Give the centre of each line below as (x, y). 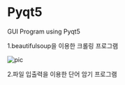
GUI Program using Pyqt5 (44, 31)
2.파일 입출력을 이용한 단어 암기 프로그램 (62, 74)
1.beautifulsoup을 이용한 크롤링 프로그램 (63, 45)
